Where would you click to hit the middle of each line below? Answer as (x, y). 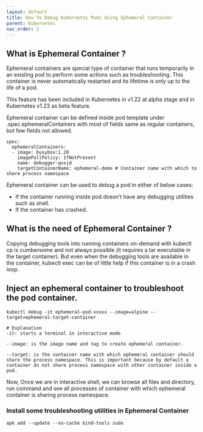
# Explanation (24, 328)
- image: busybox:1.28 (40, 153)
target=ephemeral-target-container (51, 317)
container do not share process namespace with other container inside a (102, 365)
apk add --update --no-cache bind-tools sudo (65, 423)
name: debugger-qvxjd (44, 163)
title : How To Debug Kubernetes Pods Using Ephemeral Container (89, 18)
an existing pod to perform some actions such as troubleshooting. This (95, 75)
